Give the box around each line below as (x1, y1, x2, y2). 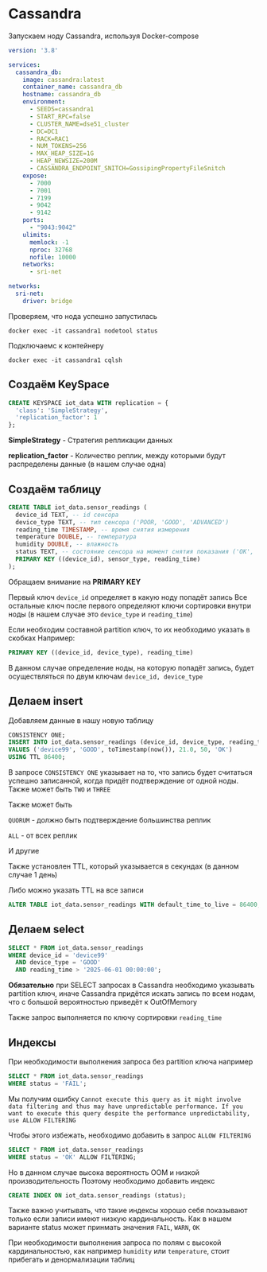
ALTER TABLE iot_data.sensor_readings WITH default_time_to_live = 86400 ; (8, 901, 261, 908)
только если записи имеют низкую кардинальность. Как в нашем (8, 1214, 232, 1223)
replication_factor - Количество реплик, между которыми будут (8, 451, 226, 461)
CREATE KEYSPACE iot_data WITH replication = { (8, 399, 169, 406)
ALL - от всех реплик (8, 830, 78, 840)
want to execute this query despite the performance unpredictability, (8, 1109, 250, 1118)
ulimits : (22, 231, 52, 239)
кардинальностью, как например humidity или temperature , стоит (8, 1247, 230, 1256)
